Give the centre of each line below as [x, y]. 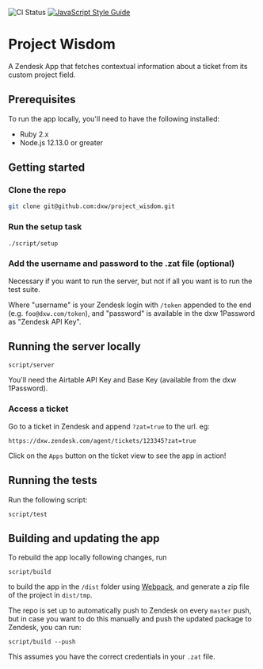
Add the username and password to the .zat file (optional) [122, 263]
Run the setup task [45, 227]
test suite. [25, 289]
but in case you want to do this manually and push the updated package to [130, 619]
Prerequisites [42, 100]
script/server [32, 365]
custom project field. [42, 75]
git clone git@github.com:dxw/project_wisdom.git [92, 206]
